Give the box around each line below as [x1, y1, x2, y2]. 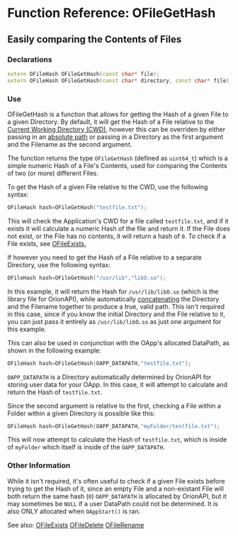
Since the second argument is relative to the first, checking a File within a [7, 401, 222, 410]
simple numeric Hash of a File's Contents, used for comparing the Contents [7, 161, 228, 169]
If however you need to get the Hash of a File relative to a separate [7, 253, 202, 262]
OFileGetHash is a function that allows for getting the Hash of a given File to [7, 110, 229, 118]
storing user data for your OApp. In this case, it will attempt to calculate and [7, 380, 228, 389]
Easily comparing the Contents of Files [7, 33, 182, 45]
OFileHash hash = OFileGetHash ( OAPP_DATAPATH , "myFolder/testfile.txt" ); [7, 423, 220, 430]
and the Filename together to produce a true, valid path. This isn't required [7, 302, 225, 311]
